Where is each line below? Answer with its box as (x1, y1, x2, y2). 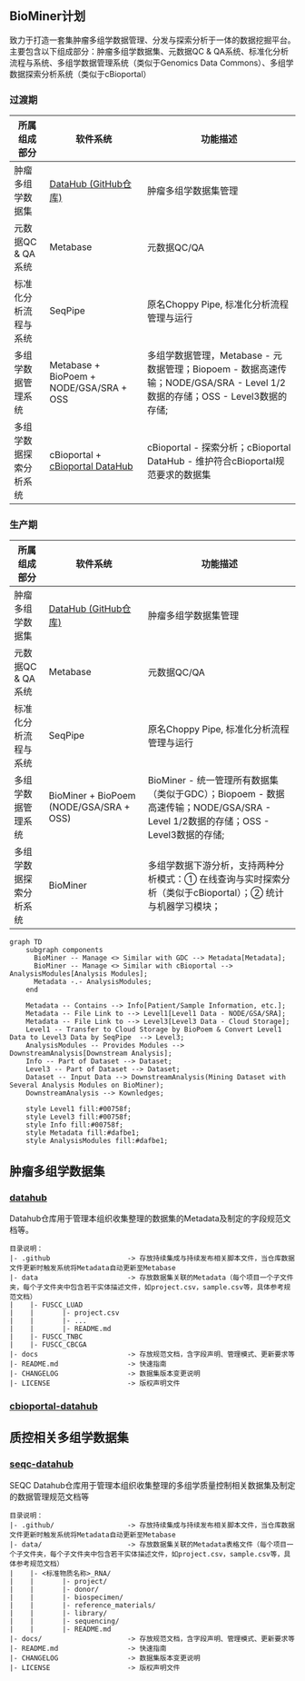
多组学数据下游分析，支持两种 (147, 860, 275, 872)
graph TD (9, 938, 43, 947)
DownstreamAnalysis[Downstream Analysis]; (9, 1049, 172, 1059)
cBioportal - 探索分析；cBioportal (146, 442, 291, 454)
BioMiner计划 (9, 8, 86, 25)
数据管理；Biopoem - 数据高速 (146, 363, 279, 375)
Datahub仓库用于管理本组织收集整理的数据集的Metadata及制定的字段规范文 (9, 1213, 291, 1224)
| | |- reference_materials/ (9, 1600, 156, 1610)
